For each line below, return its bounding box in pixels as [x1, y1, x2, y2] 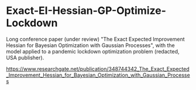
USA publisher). [6, 54, 44, 61]
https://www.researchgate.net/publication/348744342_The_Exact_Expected [6, 65, 190, 72]
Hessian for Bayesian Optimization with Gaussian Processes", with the [6, 42, 176, 49]
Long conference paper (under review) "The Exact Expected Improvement [6, 35, 185, 42]
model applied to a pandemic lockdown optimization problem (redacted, [6, 48, 180, 55]
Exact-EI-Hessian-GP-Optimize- [6, 4, 167, 17]
